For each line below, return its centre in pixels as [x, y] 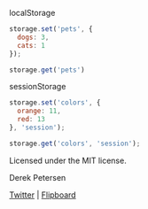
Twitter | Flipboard [43, 195]
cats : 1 [31, 45]
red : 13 [31, 120]
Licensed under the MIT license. [68, 160]
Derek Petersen [38, 177]
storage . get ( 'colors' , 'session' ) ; [75, 143]
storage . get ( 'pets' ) [47, 70]
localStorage [32, 13]
